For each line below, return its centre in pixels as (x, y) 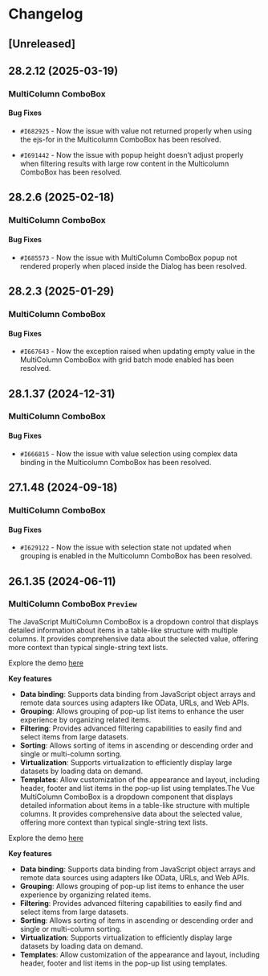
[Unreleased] (42, 44)
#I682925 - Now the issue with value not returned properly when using (136, 131)
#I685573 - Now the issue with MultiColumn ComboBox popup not (129, 257)
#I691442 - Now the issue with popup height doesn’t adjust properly (132, 155)
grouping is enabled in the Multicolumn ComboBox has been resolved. (136, 556)
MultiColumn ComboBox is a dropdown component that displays (126, 797)
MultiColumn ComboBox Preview (73, 604)
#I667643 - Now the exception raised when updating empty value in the (137, 352)
